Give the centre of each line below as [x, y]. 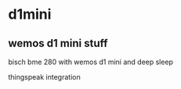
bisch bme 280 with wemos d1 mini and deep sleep [91, 62]
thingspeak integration [44, 77]
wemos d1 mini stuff [58, 43]
